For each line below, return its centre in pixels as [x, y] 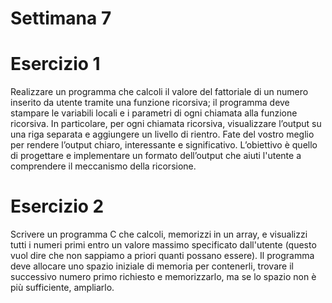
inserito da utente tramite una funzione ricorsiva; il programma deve [150, 103]
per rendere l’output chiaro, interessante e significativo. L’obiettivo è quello [164, 145]
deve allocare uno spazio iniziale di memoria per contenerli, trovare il [152, 266]
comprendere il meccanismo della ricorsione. [103, 166]
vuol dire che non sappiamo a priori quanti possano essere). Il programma [162, 256]
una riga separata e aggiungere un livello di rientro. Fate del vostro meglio [162, 134]
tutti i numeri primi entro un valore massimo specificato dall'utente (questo [163, 245]
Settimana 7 [61, 18]
